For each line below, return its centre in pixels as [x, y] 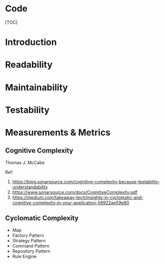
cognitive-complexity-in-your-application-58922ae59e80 [71, 202]
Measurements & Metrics [58, 132]
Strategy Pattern [29, 240]
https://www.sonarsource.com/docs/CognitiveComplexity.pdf [75, 192]
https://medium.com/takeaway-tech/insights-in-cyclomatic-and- [78, 197]
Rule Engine [24, 256]
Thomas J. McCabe [25, 162]
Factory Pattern [28, 235]
